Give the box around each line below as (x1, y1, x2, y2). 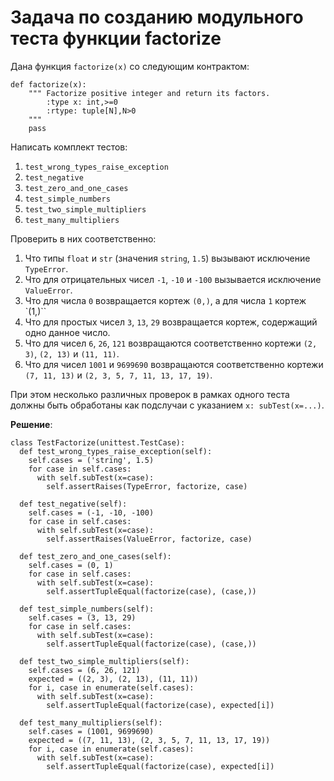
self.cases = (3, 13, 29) (28, 612, 137, 623)
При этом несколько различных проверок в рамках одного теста (10, 388, 290, 400)
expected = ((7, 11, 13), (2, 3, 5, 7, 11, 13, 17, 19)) (28, 735, 271, 745)
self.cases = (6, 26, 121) (28, 665, 141, 675)
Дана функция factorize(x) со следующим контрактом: (10, 60, 250, 72)
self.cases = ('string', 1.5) (28, 455, 155, 465)
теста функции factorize (10, 27, 222, 50)
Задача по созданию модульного (10, 6, 304, 29)
